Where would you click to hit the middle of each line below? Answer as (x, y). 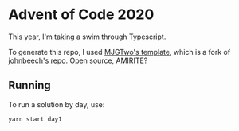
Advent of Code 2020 (81, 15)
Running (30, 85)
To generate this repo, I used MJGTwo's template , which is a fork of (119, 52)
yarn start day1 (35, 119)
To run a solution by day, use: (57, 104)
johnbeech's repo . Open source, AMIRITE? (78, 60)
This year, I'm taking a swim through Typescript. (87, 37)
